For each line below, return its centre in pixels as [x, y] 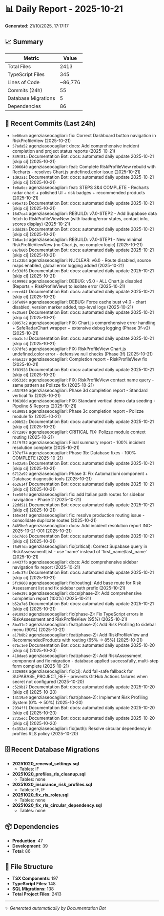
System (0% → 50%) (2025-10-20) [47, 702]
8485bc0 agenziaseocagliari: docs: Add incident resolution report [77, 525]
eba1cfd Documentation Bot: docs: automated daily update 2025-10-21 [83, 338]
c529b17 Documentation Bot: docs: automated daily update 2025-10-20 [83, 687]
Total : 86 [21, 851]
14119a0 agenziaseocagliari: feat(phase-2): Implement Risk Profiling [80, 697]
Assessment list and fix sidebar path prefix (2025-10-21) [69, 588]
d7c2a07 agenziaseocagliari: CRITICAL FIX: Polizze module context [79, 432]
